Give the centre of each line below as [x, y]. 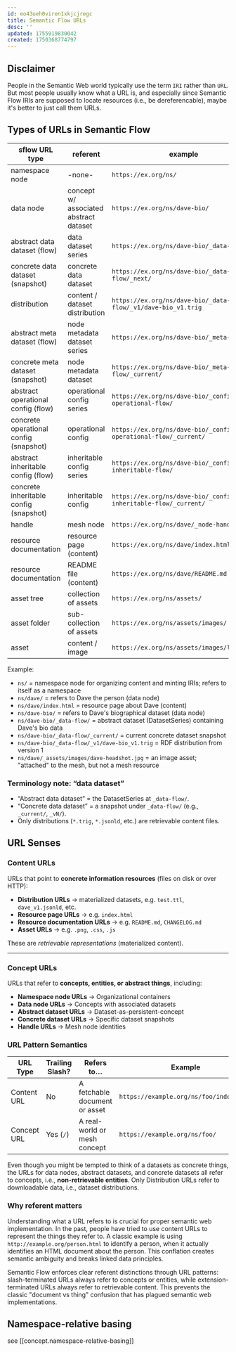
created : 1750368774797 [42, 40]
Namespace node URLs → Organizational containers [94, 997]
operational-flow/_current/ [159, 436]
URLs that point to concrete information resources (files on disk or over [112, 878]
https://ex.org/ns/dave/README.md [169, 573]
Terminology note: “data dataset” [66, 783]
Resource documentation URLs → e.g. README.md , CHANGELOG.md [110, 922]
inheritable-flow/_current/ [159, 503]
